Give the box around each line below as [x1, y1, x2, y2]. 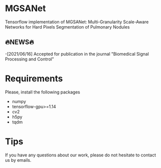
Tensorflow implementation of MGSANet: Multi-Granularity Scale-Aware [5, 19, 149, 25]
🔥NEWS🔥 [5, 38, 34, 46]
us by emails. [5, 157, 32, 163]
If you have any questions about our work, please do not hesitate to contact [5, 152, 156, 158]
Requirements [5, 73, 63, 84]
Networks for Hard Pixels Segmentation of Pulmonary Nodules [5, 24, 130, 30]
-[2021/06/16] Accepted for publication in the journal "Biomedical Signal [5, 51, 149, 57]
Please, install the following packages [5, 89, 80, 95]
